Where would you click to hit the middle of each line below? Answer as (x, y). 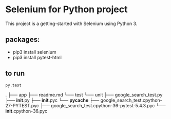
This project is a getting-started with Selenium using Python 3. (71, 23)
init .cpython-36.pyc (26, 111)
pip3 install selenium (34, 52)
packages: (23, 40)
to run (15, 73)
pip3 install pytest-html (37, 57)
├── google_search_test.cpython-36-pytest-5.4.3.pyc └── (103, 105)
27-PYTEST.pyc (22, 105)
